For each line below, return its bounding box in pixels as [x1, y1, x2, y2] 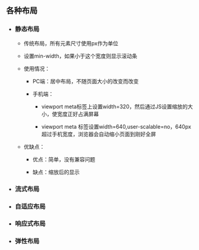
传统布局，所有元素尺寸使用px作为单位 [23, 39, 119, 46]
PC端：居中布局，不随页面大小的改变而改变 [32, 77, 139, 85]
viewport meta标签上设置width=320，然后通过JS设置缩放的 [41, 103, 188, 110]
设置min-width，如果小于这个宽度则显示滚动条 [23, 52, 138, 60]
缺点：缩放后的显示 [32, 168, 80, 176]
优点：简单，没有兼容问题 [32, 155, 96, 162]
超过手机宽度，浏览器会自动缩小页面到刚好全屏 [41, 130, 156, 137]
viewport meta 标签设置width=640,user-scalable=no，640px [41, 123, 191, 130]
